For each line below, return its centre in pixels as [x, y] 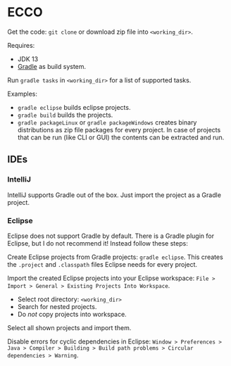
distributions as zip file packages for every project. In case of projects [119, 130]
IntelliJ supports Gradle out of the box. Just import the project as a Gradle [114, 195]
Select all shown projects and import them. [69, 327]
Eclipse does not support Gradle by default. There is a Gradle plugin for [111, 236]
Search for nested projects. [57, 306]
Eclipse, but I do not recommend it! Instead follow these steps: [98, 243]
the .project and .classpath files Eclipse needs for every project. [102, 264]
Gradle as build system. [52, 66]
